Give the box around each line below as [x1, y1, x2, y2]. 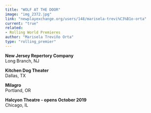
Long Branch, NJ [5, 57, 39, 64]
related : [5, 26, 23, 30]
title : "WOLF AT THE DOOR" [5, 7, 61, 12]
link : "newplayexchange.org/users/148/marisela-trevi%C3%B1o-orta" [5, 16, 147, 21]
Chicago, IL [5, 102, 29, 108]
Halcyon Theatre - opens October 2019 [5, 97, 87, 103]
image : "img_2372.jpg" [5, 12, 52, 17]
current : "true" [5, 21, 38, 26]
